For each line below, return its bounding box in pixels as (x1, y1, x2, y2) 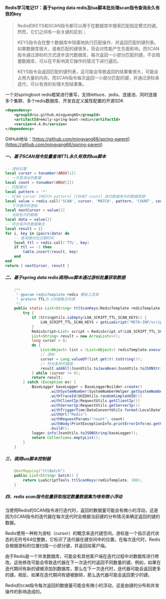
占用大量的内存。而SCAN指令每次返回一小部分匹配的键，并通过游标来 (17, 75, 160, 81)
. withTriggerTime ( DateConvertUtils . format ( (49, 407, 140, 412)
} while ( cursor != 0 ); (31, 371, 81, 375)
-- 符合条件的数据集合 (5, 222, 45, 227)
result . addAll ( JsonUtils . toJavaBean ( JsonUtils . (40, 366, 140, 371)
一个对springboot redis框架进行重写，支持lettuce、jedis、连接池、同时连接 (5, 92, 158, 98)
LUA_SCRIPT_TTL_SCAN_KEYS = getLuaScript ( (40, 319, 129, 325)
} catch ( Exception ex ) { (23, 380, 77, 385)
